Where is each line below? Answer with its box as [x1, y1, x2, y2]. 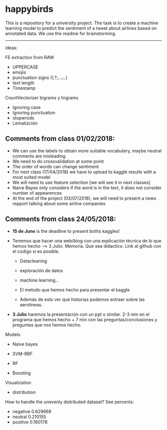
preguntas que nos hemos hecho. [12, 322, 82, 328]
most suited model [12, 174, 51, 180]
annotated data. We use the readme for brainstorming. [5, 30, 117, 36]
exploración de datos [19, 267, 63, 274]
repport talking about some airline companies [12, 200, 106, 207]
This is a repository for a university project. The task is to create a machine [5, 20, 159, 26]
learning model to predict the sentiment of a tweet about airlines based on [5, 25, 157, 31]
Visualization [5, 379, 31, 385]
